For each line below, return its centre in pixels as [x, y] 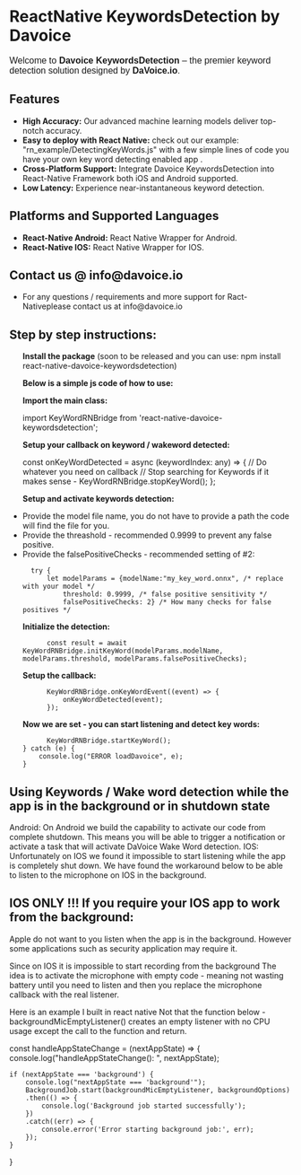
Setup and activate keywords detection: [98, 499]
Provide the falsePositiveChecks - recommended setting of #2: [138, 555]
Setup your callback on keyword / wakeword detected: [126, 445]
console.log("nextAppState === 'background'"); [116, 1082]
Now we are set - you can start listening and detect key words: [141, 724]
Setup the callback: [59, 676]
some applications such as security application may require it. [123, 948]
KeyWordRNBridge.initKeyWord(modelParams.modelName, [123, 651]
